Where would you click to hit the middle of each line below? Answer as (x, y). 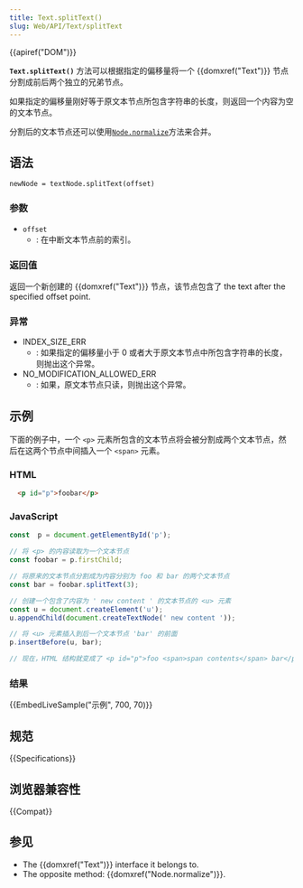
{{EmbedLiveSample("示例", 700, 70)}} (81, 705)
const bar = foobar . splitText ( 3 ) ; (74, 584)
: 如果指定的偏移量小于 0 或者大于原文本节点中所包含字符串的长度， (161, 352)
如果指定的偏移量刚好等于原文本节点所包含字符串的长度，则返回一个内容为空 (151, 101)
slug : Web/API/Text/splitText (66, 26)
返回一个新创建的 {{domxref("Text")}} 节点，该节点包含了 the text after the (147, 286)
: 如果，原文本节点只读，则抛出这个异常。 (113, 385)
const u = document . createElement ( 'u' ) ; (87, 609)
